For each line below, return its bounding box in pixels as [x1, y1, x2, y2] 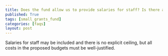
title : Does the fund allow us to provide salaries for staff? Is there [5, 7, 160, 12]
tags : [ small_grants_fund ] [5, 16, 61, 21]
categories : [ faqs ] [5, 21, 46, 26]
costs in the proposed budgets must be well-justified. [5, 45, 115, 51]
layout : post [5, 26, 32, 31]
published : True [5, 12, 39, 17]
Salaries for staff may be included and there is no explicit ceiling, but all [5, 39, 152, 45]
